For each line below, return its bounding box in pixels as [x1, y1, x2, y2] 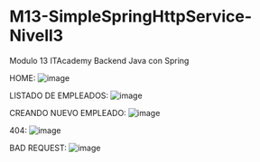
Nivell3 [9, 25, 64, 46]
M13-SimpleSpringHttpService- [9, 6, 253, 27]
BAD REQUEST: [9, 142, 68, 153]
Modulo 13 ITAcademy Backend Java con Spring [9, 55, 190, 66]
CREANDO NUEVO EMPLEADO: [9, 107, 126, 118]
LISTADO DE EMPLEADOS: [9, 90, 109, 101]
